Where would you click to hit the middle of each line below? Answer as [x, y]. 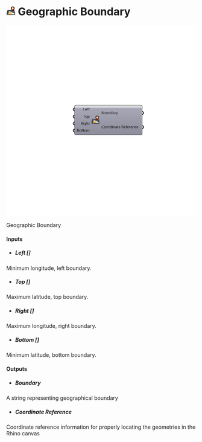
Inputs [14, 239]
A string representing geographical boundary [62, 398]
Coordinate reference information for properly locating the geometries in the [101, 427]
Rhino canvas [23, 433]
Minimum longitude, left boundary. [49, 268]
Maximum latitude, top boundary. [47, 297]
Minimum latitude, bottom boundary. [51, 355]
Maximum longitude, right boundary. [51, 326]
